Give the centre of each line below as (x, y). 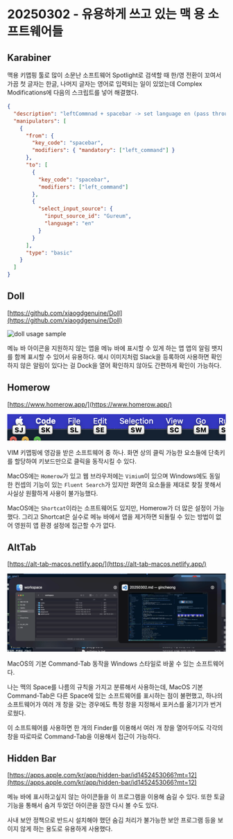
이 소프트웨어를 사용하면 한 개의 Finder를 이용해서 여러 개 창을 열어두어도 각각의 (115, 727)
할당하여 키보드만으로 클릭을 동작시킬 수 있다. (76, 461)
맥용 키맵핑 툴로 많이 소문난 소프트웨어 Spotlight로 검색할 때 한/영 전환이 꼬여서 (114, 75)
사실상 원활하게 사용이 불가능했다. (53, 493)
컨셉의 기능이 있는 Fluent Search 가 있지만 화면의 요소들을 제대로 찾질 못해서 (118, 484)
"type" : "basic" (49, 253)
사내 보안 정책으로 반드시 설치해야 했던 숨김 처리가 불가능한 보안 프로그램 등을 (112, 820)
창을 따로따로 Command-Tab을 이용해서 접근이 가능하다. (84, 736)
